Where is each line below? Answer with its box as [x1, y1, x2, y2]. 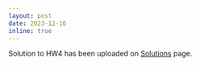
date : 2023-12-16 [8, 19, 67, 27]
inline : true [8, 27, 52, 35]
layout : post [8, 11, 52, 20]
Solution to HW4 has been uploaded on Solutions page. [8, 49, 193, 59]
